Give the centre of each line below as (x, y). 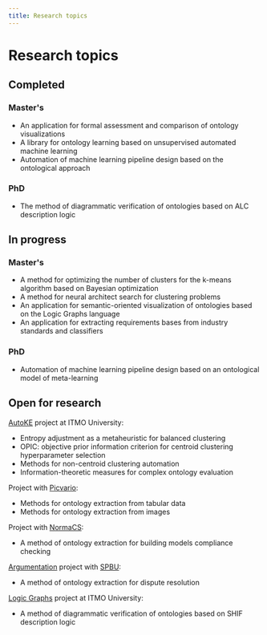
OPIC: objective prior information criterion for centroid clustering (127, 447)
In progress (37, 240)
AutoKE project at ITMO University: (66, 423)
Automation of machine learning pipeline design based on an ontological (140, 369)
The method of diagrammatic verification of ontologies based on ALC (134, 206)
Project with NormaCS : (46, 527)
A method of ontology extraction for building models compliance (127, 543)
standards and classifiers (61, 331)
